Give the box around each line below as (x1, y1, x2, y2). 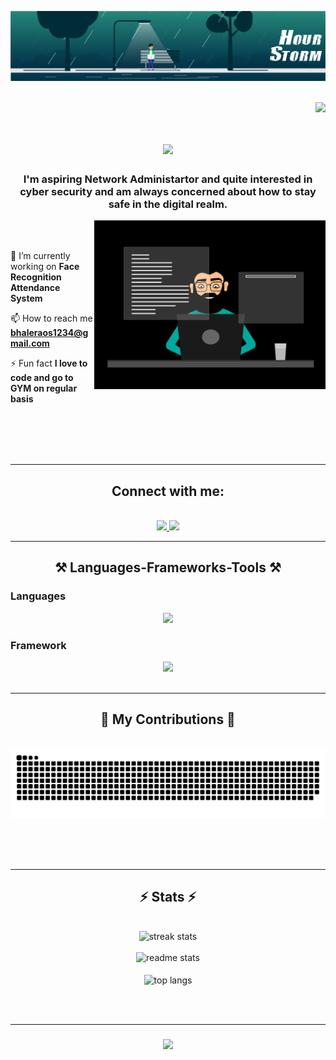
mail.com (10, 337, 50, 350)
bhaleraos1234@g (10, 327, 89, 339)
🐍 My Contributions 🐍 (100, 711, 236, 728)
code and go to (10, 372, 74, 384)
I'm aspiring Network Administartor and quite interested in (23, 172, 313, 186)
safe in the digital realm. (108, 197, 228, 211)
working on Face (10, 261, 80, 273)
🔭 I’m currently (10, 250, 71, 262)
